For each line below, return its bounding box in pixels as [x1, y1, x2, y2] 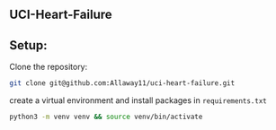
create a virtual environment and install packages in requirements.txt [9, 95, 267, 106]
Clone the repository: [9, 62, 88, 73]
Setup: [9, 38, 48, 53]
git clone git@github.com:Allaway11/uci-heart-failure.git [9, 79, 236, 88]
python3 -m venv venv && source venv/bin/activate [9, 112, 203, 122]
